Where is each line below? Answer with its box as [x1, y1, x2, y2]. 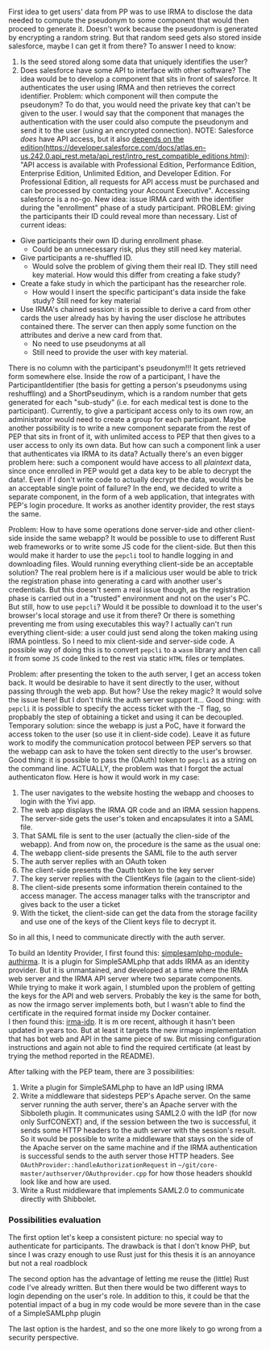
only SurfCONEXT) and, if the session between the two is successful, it [19, 1117, 256, 1126]
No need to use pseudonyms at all [31, 339, 147, 348]
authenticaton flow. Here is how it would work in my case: [8, 772, 200, 782]
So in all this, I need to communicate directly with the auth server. [8, 933, 226, 942]
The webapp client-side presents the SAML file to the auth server [19, 848, 238, 858]
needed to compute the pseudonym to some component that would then [8, 15, 250, 25]
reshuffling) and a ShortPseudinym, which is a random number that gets [8, 389, 247, 399]
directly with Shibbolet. [19, 1194, 97, 1204]
